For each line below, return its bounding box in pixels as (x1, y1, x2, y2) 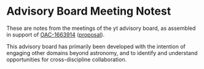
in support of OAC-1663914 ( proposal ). (6, 31, 105, 38)
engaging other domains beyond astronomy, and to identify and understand (6, 49, 198, 56)
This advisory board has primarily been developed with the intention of (6, 43, 186, 50)
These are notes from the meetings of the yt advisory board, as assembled (6, 24, 196, 32)
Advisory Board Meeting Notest (6, 4, 171, 18)
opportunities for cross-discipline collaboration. (6, 56, 127, 63)
